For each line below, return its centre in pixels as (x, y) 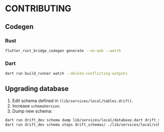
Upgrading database (37, 89)
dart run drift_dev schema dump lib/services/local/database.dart (74, 120)
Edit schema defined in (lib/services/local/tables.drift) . (72, 101)
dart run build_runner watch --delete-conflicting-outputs (66, 74)
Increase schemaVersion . (36, 106)
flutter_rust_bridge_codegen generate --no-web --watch (63, 51)
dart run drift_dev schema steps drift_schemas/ (55, 125)
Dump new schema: (32, 111)
